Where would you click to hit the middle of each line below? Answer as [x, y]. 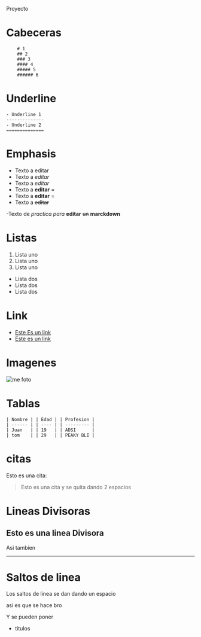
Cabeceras [34, 33]
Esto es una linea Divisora [55, 533]
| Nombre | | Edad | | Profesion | [51, 419]
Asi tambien [21, 547]
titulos [22, 629]
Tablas [23, 403]
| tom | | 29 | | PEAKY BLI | [51, 435]
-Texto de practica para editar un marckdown [63, 214]
